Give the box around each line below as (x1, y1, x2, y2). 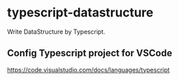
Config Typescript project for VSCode (7, 47, 173, 59)
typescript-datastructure (7, 5, 154, 21)
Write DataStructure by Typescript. (7, 27, 106, 36)
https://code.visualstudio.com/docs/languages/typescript (7, 65, 170, 73)
